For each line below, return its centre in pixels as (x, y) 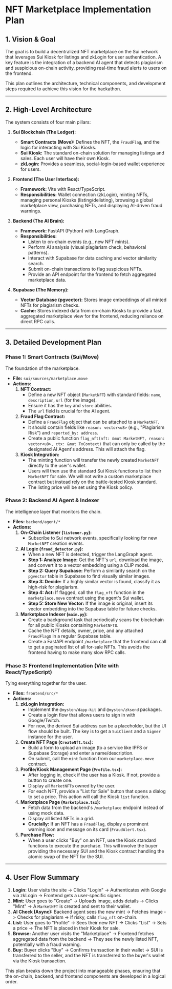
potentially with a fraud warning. (47, 944)
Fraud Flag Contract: (43, 416)
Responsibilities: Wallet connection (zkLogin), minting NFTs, (84, 194)
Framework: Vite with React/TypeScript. (63, 189)
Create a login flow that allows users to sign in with (82, 715)
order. (12, 981)
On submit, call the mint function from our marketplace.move (91, 759)
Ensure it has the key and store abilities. (70, 405)
